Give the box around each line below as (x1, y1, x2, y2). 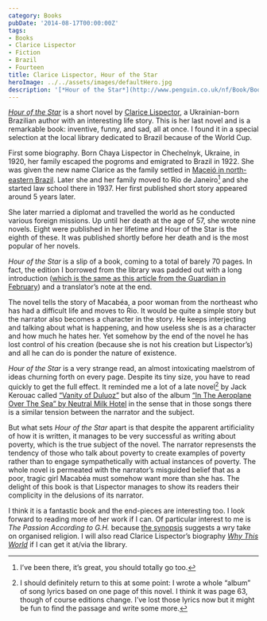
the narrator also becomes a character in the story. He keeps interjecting (8, 314, 246, 324)
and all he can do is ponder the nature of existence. (8, 348, 177, 358)
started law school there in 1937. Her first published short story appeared (8, 184, 248, 193)
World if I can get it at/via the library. (8, 539, 128, 549)
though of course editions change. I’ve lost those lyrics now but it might (19, 595, 255, 604)
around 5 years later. (8, 192, 76, 201)
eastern (8, 175, 33, 185)
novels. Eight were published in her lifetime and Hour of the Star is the (8, 225, 238, 234)
